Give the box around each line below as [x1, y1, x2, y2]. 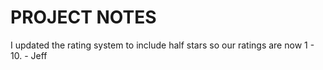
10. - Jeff [10, 49, 48, 61]
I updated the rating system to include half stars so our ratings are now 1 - [10, 39, 315, 51]
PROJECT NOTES [10, 6, 157, 29]
